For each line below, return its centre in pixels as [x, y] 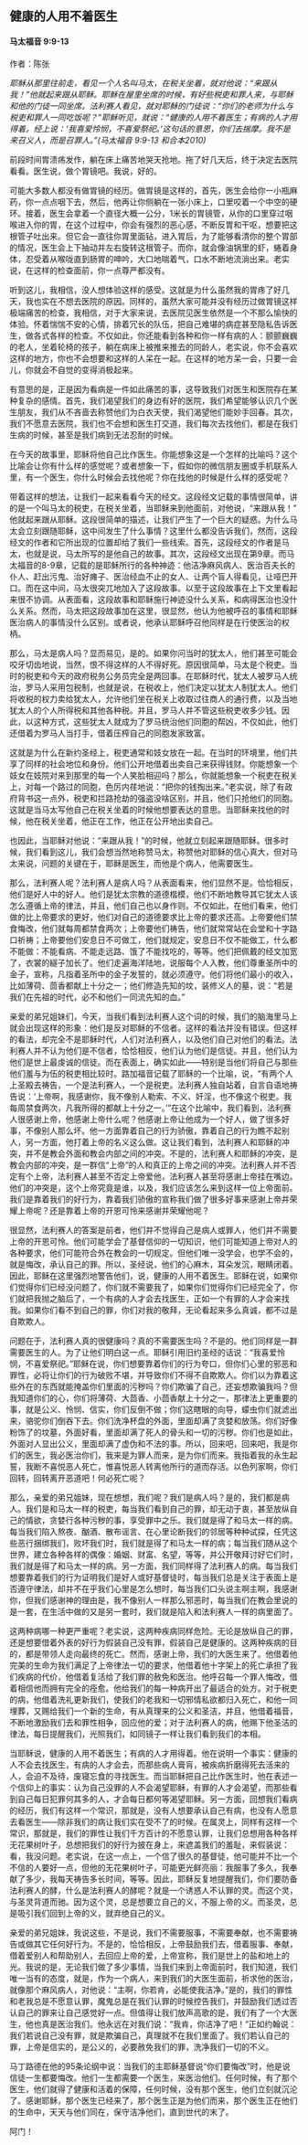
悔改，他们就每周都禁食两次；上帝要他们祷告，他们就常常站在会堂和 [145, 928]
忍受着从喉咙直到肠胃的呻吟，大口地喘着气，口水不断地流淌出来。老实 [157, 259]
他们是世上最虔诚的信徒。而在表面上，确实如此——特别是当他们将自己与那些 [154, 1062]
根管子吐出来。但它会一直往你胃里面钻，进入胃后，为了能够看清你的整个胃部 [154, 236]
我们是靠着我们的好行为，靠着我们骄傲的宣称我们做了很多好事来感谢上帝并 [149, 1199]
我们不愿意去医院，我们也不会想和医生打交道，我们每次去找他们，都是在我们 [154, 423]
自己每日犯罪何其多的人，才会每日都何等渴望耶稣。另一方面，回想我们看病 [157, 1799]
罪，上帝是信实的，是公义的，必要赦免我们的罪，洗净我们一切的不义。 [142, 2046]
